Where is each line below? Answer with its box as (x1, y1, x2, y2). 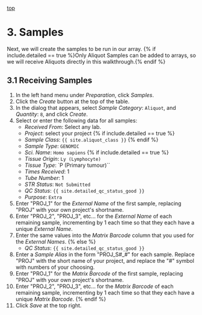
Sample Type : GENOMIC (24, 142, 80, 149)
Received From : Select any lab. (24, 123, 102, 130)
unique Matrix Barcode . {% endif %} (15, 295, 106, 302)
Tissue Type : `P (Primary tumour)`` (24, 161, 111, 169)
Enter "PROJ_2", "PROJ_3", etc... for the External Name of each (15, 212, 173, 220)
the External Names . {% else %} (15, 238, 96, 245)
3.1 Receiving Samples (7, 76, 93, 86)
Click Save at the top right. (15, 302, 82, 309)
